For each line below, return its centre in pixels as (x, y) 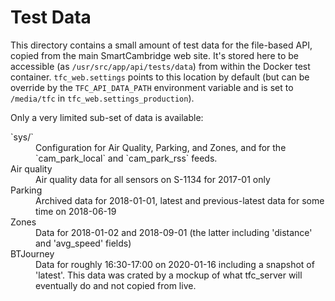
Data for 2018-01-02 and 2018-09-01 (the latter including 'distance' (174, 232)
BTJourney (32, 253)
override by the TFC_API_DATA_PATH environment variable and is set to (152, 87)
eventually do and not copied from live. (116, 285)
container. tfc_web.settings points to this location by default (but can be (160, 77)
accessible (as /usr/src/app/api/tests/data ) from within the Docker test (160, 66)
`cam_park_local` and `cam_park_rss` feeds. (126, 158)
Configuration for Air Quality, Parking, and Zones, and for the (161, 147)
